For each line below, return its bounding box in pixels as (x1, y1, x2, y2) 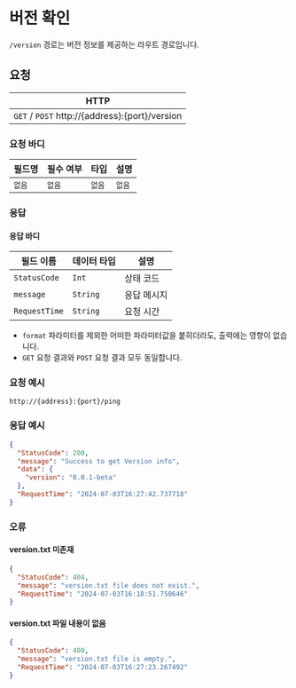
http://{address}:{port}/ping (9, 397, 121, 407)
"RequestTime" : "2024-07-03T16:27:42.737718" (17, 490, 189, 499)
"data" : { (17, 465, 53, 474)
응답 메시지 (123, 289, 168, 302)
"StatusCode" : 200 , (17, 448, 90, 457)
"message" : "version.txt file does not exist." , (17, 581, 200, 590)
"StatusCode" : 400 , (17, 646, 90, 655)
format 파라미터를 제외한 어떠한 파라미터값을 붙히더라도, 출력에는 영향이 (21, 330, 271, 341)
